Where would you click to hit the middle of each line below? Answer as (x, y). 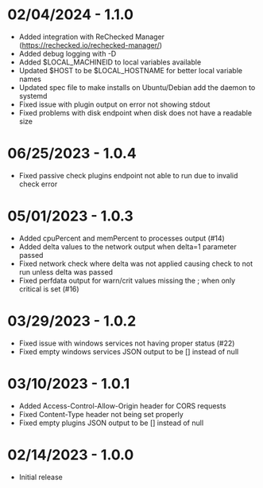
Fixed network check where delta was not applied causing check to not (136, 264)
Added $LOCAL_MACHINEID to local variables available (110, 62)
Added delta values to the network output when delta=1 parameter (128, 246)
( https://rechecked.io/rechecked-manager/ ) (91, 45)
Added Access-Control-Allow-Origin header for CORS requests (122, 406)
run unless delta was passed (66, 271)
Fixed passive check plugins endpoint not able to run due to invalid (128, 175)
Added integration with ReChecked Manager (91, 37)
